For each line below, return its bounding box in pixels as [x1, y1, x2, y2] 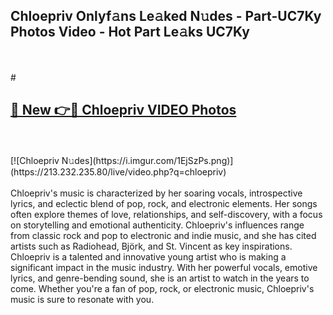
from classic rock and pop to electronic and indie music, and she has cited [10, 229, 317, 241]
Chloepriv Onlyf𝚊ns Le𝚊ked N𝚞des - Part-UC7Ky [10, 8, 322, 25]
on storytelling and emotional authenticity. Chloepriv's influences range [10, 219, 305, 231]
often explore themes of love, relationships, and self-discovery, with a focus [10, 208, 323, 220]
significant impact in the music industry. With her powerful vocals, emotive [10, 261, 318, 273]
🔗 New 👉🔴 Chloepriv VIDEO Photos [10, 102, 237, 119]
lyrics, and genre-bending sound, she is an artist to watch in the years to [10, 272, 310, 284]
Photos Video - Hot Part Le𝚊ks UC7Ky [10, 24, 250, 41]
